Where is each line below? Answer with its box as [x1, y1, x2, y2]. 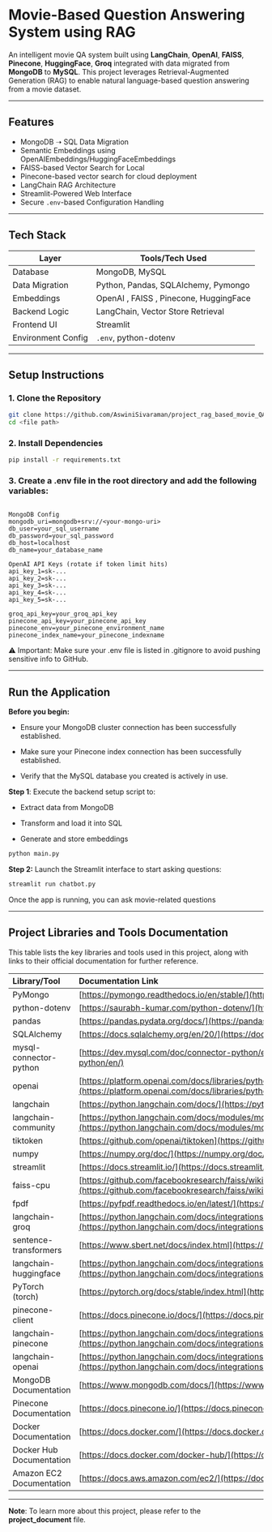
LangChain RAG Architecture [19, 180, 116, 190]
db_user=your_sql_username [8, 525, 100, 533]
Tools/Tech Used [140, 252, 207, 264]
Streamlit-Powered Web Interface [19, 188, 132, 198]
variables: [8, 485, 49, 496]
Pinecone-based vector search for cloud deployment [19, 171, 197, 181]
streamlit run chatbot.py [8, 880, 96, 889]
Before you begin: [8, 707, 70, 717]
